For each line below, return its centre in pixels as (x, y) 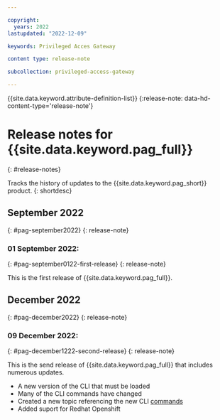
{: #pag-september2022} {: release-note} (68, 230)
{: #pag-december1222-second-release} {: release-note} (91, 351)
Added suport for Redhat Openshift (69, 409)
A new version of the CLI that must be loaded (84, 386)
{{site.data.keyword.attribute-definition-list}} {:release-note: (95, 98)
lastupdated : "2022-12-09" (47, 33)
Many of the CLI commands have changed (79, 394)
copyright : (23, 20)
